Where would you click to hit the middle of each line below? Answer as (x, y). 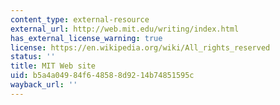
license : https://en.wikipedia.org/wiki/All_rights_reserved (140, 47)
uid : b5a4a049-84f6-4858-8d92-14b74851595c (102, 76)
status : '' (33, 57)
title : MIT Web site (53, 66)
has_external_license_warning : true (86, 38)
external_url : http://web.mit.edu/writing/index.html (125, 29)
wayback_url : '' (44, 85)
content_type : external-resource (80, 19)
